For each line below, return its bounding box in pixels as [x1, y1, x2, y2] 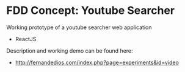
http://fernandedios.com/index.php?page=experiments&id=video [15, 59, 179, 66]
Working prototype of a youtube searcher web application [6, 24, 152, 31]
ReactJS [15, 35, 37, 42]
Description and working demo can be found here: [6, 47, 133, 54]
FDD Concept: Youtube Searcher [6, 4, 175, 18]
